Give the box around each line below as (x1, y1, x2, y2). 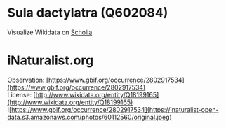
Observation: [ (7, 76, 49, 84)
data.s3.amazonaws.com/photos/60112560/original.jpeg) (7, 113, 172, 121)
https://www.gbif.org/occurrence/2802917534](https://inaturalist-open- (11, 105, 219, 113)
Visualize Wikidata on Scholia (7, 28, 93, 36)
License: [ (7, 90, 36, 99)
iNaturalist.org (7, 52, 94, 69)
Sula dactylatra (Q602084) (7, 5, 168, 21)
